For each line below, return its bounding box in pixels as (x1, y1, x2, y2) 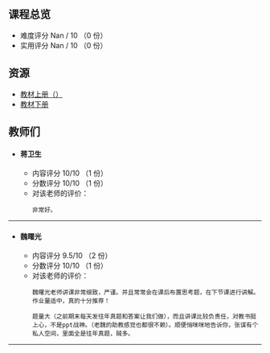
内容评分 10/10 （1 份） (31, 168, 108, 179)
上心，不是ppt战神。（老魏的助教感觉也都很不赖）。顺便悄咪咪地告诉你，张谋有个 (31, 321, 259, 330)
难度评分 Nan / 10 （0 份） (19, 31, 108, 40)
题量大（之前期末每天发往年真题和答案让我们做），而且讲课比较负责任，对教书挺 (31, 313, 257, 321)
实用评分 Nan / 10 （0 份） (19, 40, 108, 50)
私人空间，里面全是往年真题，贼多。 (31, 330, 134, 338)
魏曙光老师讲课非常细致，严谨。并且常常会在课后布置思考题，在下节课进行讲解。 (31, 289, 260, 297)
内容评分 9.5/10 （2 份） (31, 251, 112, 261)
